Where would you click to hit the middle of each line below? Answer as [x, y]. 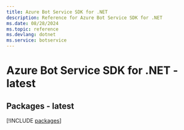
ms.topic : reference [33, 29]
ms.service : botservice [37, 40]
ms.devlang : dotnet [31, 35]
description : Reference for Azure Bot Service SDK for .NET [85, 18]
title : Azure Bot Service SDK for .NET [57, 12]
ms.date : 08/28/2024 [33, 23]
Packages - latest [40, 106]
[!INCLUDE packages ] [34, 121]
